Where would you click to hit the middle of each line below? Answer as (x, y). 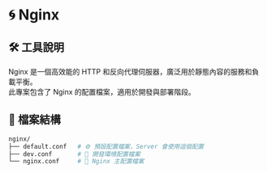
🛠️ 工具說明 (37, 47)
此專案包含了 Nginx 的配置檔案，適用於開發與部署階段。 (102, 92)
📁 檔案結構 (34, 120)
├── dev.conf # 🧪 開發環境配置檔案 (74, 154)
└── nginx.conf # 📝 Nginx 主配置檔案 (76, 162)
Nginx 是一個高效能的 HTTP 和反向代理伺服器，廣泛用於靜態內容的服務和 (130, 72)
